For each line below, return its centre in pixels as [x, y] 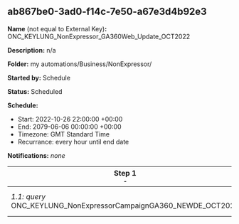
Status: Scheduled [35, 91]
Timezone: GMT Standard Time [64, 134]
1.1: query [28, 196]
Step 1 [125, 173]
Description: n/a [32, 50]
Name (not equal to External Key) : [57, 28]
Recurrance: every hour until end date [73, 142]
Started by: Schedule [39, 78]
